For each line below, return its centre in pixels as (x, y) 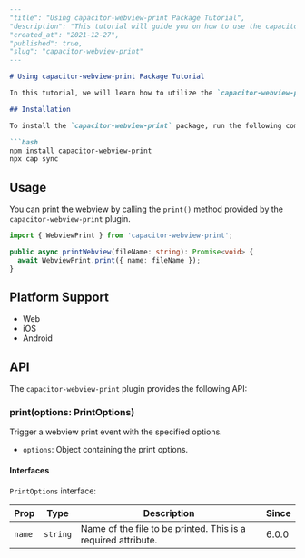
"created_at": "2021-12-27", (64, 35)
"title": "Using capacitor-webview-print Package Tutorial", (128, 18)
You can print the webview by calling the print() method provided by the (147, 209)
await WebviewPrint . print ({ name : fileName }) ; (109, 260)
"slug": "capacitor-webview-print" (77, 52)
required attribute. (119, 540)
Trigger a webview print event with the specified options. (116, 432)
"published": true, (46, 43)
